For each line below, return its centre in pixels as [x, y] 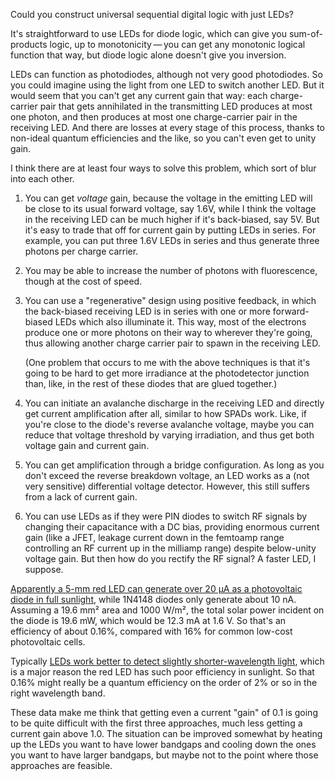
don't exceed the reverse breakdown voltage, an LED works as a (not [167, 475]
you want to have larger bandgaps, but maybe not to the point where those [164, 755]
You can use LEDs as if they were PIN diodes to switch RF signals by [166, 516]
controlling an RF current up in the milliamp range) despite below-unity [170, 548]
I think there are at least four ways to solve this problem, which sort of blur [163, 168]
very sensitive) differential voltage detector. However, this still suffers [167, 486]
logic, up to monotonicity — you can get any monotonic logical [177, 44]
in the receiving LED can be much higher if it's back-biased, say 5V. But [172, 219]
